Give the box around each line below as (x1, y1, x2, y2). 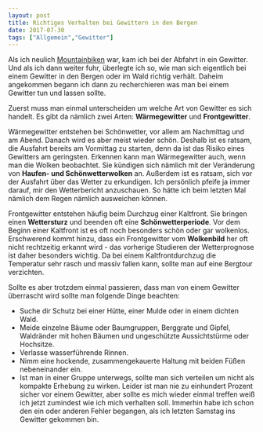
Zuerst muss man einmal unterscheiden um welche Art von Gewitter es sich (8, 104, 252, 113)
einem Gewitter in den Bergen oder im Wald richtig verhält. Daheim (8, 71, 224, 81)
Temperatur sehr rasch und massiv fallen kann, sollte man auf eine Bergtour (8, 259, 253, 269)
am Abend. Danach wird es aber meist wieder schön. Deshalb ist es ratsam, (8, 135, 252, 145)
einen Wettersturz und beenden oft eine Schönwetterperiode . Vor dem (8, 218, 241, 227)
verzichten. (8, 268, 45, 277)
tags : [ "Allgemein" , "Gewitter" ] (8, 33, 113, 42)
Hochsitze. (19, 339, 55, 350)
